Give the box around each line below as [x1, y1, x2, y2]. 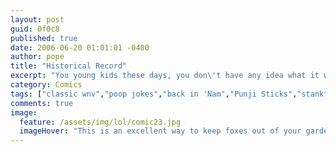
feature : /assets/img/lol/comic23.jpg [19, 117, 182, 127]
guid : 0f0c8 [10, 24, 60, 34]
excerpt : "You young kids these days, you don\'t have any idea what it [10, 71, 320, 81]
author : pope [10, 52, 65, 62]
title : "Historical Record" [10, 61, 128, 71]
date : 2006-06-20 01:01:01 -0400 [10, 42, 150, 53]
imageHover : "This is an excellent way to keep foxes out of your [19, 126, 302, 136]
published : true [10, 33, 78, 43]
